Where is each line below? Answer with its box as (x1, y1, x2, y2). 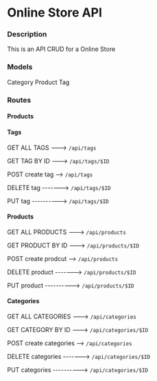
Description (7, 30, 47, 39)
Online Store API (7, 5, 103, 21)
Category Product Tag (7, 78, 70, 86)
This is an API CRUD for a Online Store (7, 45, 116, 53)
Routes (7, 95, 32, 105)
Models (7, 62, 33, 72)
